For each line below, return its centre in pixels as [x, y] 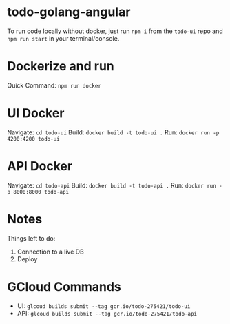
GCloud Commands [64, 286]
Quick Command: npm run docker [54, 85]
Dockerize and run [61, 67]
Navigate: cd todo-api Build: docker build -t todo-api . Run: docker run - [115, 185]
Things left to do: [31, 238]
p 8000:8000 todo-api [38, 192]
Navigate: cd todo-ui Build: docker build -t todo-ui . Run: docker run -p [113, 132]
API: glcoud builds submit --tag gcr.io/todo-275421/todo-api [107, 313]
